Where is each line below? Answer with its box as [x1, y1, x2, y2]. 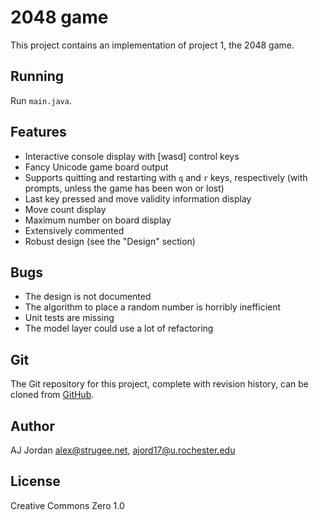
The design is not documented [24, 291, 152, 303]
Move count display [24, 203, 107, 215]
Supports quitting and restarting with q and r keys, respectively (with [24, 171, 308, 183]
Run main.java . [10, 94, 72, 106]
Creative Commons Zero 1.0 [10, 499, 125, 511]
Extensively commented [24, 224, 125, 236]
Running [10, 68, 65, 85]
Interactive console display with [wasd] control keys [24, 150, 240, 162]
